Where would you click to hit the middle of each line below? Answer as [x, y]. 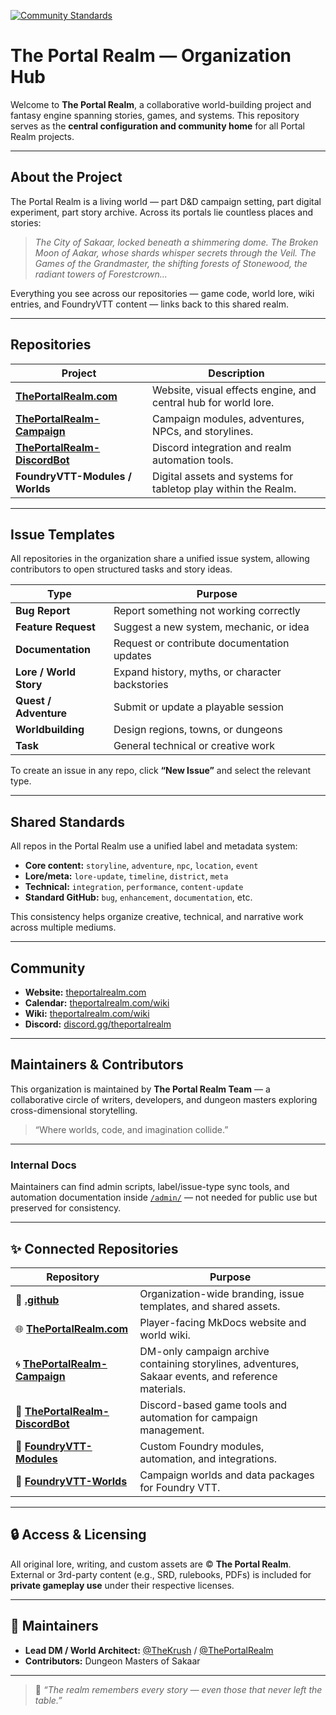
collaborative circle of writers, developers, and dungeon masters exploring [164, 1099]
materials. [163, 1388]
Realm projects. [42, 136]
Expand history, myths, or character [197, 672]
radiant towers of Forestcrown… [101, 274]
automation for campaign [198, 1417]
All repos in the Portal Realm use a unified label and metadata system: [154, 846]
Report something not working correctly [207, 611]
